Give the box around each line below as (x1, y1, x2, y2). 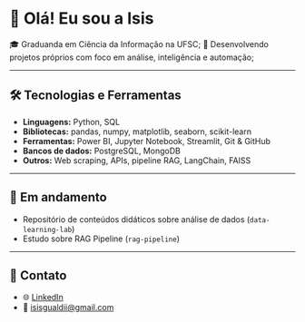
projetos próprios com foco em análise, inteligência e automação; (9, 52, 254, 63)
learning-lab (22, 225, 73, 234)
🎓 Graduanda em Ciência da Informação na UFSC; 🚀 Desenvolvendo (9, 38, 270, 49)
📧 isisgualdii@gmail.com (22, 302, 114, 313)
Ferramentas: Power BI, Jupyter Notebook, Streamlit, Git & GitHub (22, 135, 271, 146)
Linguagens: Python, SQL (22, 116, 121, 127)
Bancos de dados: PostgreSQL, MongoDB (22, 145, 182, 156)
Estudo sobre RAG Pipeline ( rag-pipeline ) (22, 233, 180, 244)
